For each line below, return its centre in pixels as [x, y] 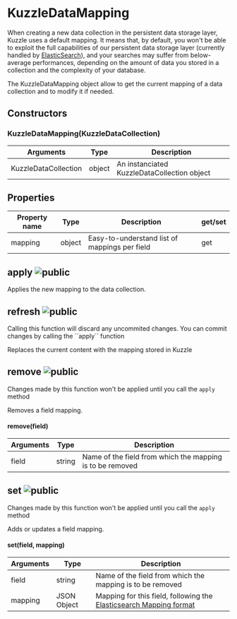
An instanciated [142, 164]
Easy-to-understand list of [133, 238]
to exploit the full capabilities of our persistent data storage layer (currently [116, 47]
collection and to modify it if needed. [61, 91]
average [19, 62]
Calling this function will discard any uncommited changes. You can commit [117, 329]
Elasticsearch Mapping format [145, 605]
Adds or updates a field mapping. [56, 529]
